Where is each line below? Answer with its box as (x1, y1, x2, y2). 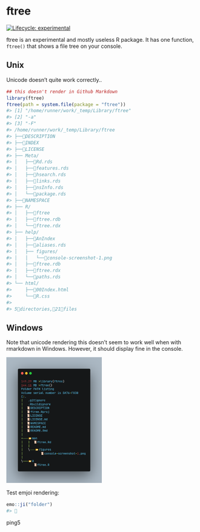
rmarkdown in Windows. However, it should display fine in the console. (6, 345, 183, 353)
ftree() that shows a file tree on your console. (6, 42, 122, 50)
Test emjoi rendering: (6, 489, 59, 496)
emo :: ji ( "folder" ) (6, 502, 53, 508)
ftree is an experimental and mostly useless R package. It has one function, (6, 36, 194, 43)
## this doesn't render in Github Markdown (6, 88, 118, 95)
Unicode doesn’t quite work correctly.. (6, 76, 102, 83)
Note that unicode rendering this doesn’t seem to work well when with (6, 339, 182, 346)
